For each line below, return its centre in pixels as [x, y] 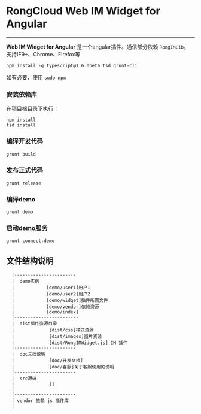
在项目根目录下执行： [32, 108]
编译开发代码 [25, 141]
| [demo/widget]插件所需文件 [60, 301]
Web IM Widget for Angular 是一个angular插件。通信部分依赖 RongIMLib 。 [98, 47]
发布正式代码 [25, 170]
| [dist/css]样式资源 [53, 330]
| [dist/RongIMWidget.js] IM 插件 [70, 343]
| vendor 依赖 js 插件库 [40, 401]
